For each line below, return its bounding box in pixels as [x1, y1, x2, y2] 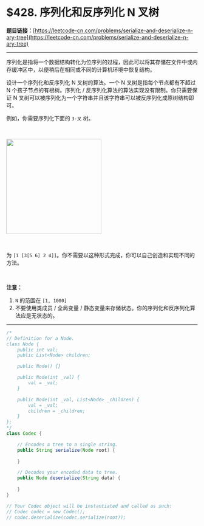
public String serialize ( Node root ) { [17, 447, 115, 453]
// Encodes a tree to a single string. [17, 441, 118, 448]
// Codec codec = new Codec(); [6, 508, 86, 514]
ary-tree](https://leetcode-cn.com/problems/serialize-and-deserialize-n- [6, 33, 189, 41]
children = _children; [28, 408, 86, 414]
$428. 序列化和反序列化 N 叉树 [6, 5, 160, 19]
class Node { [6, 341, 39, 347]
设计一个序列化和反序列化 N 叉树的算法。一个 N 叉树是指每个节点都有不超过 [6, 78, 196, 86]
